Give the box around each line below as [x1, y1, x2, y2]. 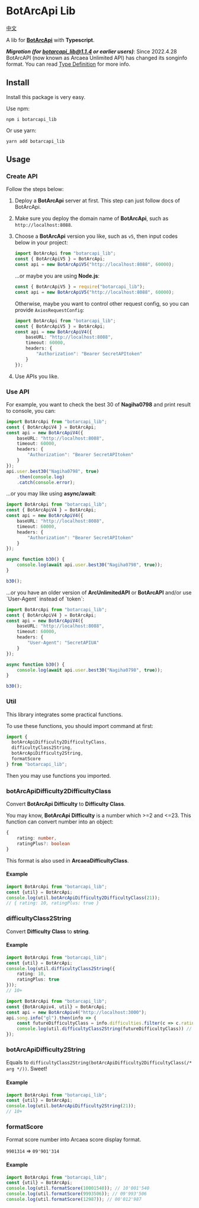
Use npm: [6, 105, 30, 112]
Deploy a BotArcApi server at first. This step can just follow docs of [14, 197, 181, 204]
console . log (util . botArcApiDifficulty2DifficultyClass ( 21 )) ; [6, 895, 161, 901]
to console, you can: [6, 407, 56, 414]
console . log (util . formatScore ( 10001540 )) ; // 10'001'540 [6, 1185, 150, 1191]
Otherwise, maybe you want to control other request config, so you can [14, 300, 190, 307]
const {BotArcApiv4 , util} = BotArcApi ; [6, 1004, 108, 1010]
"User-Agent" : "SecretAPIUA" [27, 640, 99, 646]
